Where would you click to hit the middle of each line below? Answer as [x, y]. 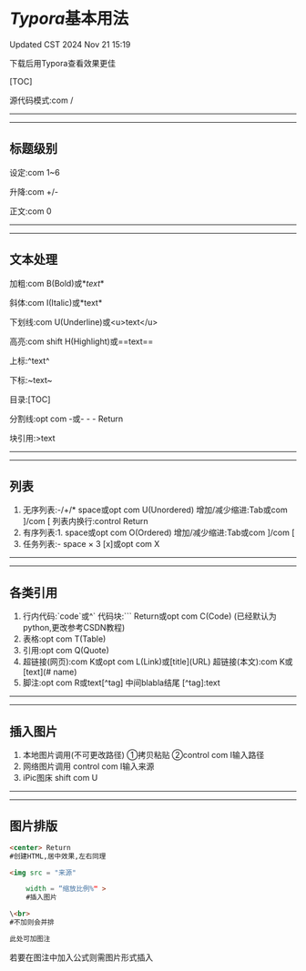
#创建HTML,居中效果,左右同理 [58, 856]
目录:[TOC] [30, 399]
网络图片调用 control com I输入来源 [88, 766]
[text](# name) [50, 672]
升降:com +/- [34, 191]
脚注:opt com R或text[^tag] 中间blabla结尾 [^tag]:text [121, 683]
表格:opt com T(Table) [64, 639]
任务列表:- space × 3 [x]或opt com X [91, 544]
